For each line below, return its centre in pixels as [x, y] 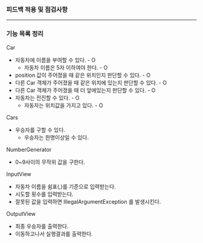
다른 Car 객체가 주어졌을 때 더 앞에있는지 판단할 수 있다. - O [85, 90]
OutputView [21, 213]
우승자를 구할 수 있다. [40, 130]
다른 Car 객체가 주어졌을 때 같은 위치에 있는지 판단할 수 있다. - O [91, 82]
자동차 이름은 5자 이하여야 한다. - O [66, 67]
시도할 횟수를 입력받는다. [44, 194]
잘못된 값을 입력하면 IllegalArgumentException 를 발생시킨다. [88, 201]
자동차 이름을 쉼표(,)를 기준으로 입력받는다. [65, 186]
